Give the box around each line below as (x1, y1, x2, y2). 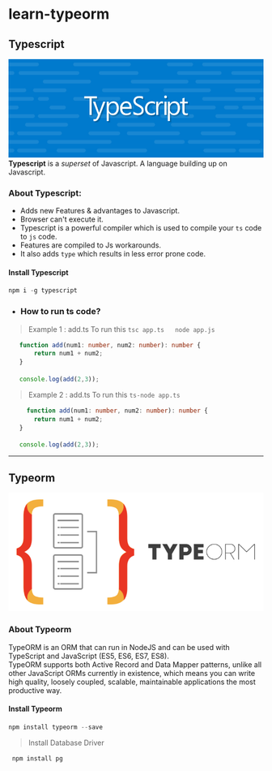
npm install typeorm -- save (8, 723, 104, 731)
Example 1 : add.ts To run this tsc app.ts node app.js (28, 324, 215, 334)
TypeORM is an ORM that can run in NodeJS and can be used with (8, 642, 231, 652)
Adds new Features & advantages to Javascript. (19, 206, 181, 216)
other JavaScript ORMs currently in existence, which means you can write (8, 668, 256, 678)
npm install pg (11, 754, 63, 763)
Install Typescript (8, 267, 69, 277)
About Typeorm (8, 624, 72, 635)
